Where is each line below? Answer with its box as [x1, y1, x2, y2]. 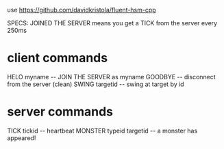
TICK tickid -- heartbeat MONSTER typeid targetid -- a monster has [7, 126, 198, 135]
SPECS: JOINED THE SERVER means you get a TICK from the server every [7, 19, 218, 27]
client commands [7, 51, 108, 66]
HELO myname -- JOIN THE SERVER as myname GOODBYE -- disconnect [7, 72, 216, 81]
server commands [7, 104, 113, 120]
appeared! [7, 133, 36, 142]
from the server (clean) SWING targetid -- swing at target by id [7, 80, 184, 88]
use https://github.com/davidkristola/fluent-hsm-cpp [7, 6, 156, 14]
